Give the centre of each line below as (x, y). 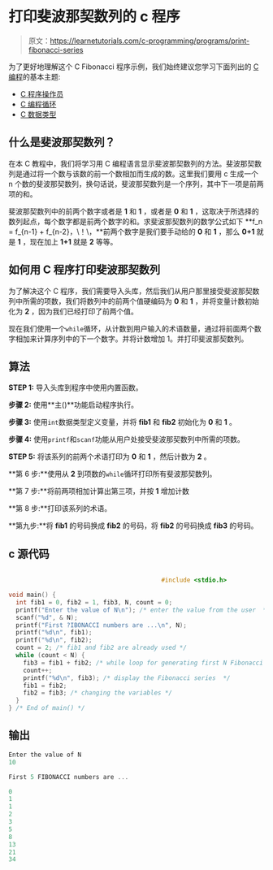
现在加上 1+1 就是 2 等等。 (74, 241)
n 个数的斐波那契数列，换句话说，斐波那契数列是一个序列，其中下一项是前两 (136, 184)
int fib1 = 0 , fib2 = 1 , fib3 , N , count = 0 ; (94, 602)
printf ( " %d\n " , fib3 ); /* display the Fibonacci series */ (127, 678)
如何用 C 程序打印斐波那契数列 (84, 270)
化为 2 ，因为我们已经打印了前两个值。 (73, 311)
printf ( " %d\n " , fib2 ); (54, 640)
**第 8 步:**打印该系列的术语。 (60, 509)
